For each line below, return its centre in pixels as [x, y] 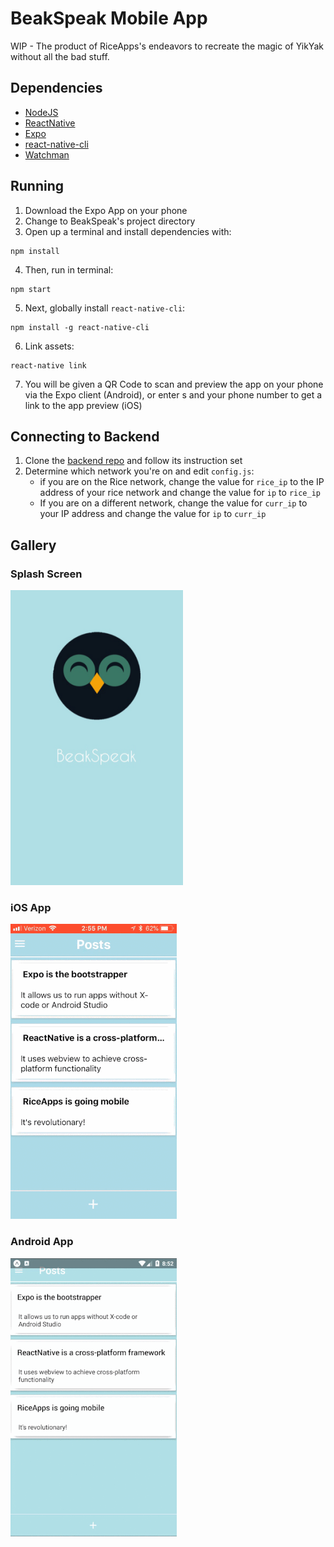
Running [37, 186]
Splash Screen [46, 574]
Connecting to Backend [85, 436]
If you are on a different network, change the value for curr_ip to [173, 503]
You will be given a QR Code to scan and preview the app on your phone [174, 384]
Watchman [47, 154]
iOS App [31, 907]
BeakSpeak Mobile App [109, 18]
